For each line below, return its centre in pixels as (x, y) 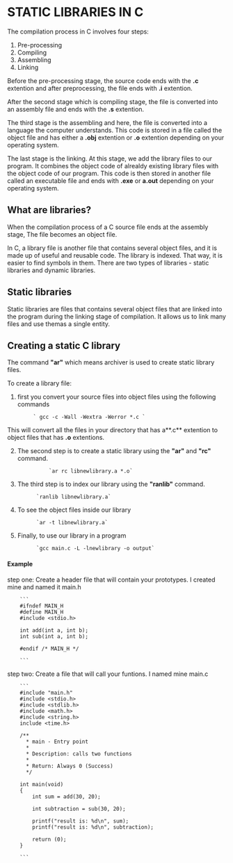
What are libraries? (49, 210)
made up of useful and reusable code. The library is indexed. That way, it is (115, 255)
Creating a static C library (64, 345)
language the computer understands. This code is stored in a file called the (115, 130)
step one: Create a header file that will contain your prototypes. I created (111, 580)
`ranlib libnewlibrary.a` (73, 497)
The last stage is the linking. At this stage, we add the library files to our (110, 158)
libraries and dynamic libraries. (51, 270)
